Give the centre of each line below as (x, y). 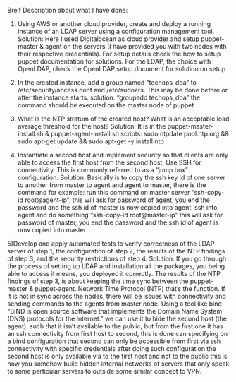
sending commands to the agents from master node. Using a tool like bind (114, 304)
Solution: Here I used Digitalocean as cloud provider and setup (108, 39)
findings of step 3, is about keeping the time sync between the (98, 281)
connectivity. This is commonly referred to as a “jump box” (103, 170)
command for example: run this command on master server (104, 192)
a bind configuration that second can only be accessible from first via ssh (114, 341)
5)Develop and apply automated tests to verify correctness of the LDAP (111, 244)
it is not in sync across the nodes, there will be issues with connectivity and (117, 296)
